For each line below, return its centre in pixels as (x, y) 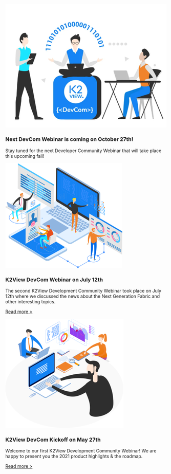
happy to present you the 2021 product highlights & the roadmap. (74, 456)
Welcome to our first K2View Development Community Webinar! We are (81, 450)
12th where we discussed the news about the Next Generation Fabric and (83, 296)
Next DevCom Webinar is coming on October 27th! (69, 139)
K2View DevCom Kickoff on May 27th (53, 440)
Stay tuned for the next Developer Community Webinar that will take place (83, 151)
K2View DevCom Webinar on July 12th (54, 280)
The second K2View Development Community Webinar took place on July (83, 291)
